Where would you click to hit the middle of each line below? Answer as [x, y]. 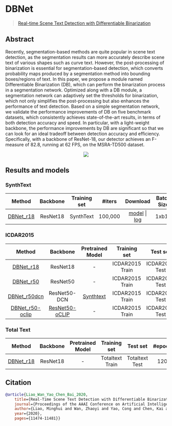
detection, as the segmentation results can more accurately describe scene [85, 57]
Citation [18, 383]
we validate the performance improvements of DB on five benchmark [78, 112]
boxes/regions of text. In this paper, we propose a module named [74, 79]
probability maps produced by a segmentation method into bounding [78, 73]
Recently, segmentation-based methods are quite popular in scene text [80, 51]
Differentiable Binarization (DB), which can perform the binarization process [85, 84]
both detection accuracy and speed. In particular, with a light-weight [77, 123]
